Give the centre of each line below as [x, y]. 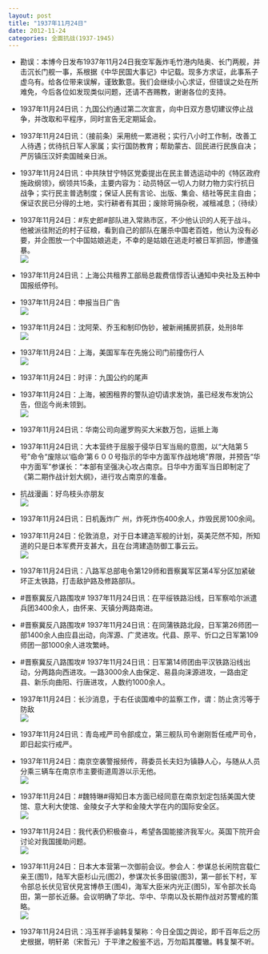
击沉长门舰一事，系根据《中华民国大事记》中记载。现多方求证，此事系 [136, 72]
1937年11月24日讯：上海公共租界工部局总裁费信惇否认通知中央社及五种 [136, 275]
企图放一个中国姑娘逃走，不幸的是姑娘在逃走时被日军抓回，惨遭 [146, 241]
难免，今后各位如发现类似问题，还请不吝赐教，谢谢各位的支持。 [125, 92]
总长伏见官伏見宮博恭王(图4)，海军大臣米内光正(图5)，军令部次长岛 [145, 887]
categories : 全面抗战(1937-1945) [62, 38]
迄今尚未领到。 [66, 405]
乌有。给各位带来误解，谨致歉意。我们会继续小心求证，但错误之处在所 [142, 82]
